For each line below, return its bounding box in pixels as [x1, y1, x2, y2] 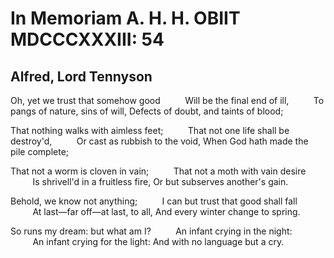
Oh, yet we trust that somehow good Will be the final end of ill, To [10, 95, 325, 106]
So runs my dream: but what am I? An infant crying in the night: [10, 225, 293, 237]
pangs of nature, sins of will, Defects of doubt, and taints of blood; [10, 105, 284, 117]
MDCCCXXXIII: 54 [10, 28, 165, 51]
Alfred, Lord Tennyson [10, 68, 153, 85]
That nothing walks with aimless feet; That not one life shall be [10, 125, 290, 136]
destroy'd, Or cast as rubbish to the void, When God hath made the [10, 135, 309, 147]
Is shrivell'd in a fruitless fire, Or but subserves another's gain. [32, 176, 289, 187]
